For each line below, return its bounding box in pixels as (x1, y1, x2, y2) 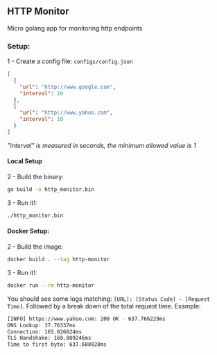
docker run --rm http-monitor (7, 281, 95, 289)
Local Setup (7, 157, 43, 165)
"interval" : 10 (19, 116, 64, 123)
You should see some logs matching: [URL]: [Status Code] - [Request (7, 295, 210, 303)
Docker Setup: (7, 227, 50, 236)
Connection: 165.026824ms (7, 328, 82, 336)
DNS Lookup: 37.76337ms (7, 322, 76, 329)
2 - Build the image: (7, 242, 64, 251)
